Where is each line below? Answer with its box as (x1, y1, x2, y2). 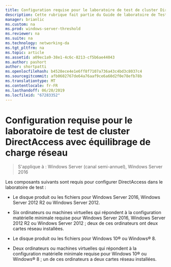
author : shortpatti (5, 64, 47, 69)
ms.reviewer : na (5, 31, 40, 36)
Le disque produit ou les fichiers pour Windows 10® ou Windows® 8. (12, 235, 156, 242)
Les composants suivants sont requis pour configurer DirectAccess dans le (5, 179, 163, 185)
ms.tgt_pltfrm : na (5, 45, 44, 50)
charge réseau (5, 147, 68, 158)
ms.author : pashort (5, 60, 47, 65)
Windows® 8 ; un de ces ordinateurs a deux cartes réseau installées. (12, 256, 157, 262)
